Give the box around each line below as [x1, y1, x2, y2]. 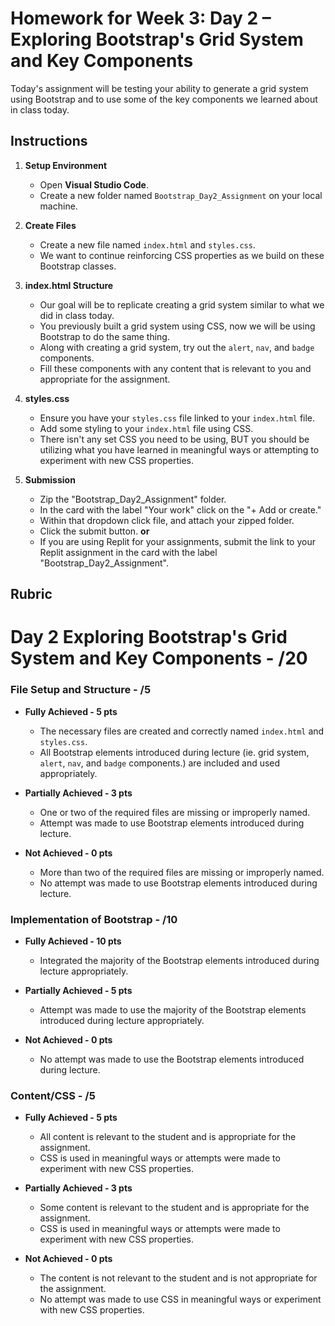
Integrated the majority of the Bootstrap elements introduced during [39, 954, 320, 966]
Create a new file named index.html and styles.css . [39, 238, 256, 251]
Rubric [10, 586, 53, 603]
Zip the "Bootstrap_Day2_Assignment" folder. [39, 493, 227, 505]
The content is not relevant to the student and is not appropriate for [39, 1272, 318, 1284]
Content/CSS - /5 [10, 1088, 96, 1102]
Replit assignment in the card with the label [39, 546, 218, 558]
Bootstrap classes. [39, 260, 117, 272]
